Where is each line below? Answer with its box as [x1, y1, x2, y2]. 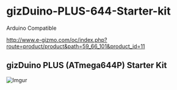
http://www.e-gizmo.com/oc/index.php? [6, 36, 107, 43]
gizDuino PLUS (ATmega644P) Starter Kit [6, 60, 167, 71]
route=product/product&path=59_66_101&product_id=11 [6, 43, 145, 50]
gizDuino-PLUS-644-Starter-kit [6, 4, 171, 18]
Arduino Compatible [6, 24, 57, 32]
